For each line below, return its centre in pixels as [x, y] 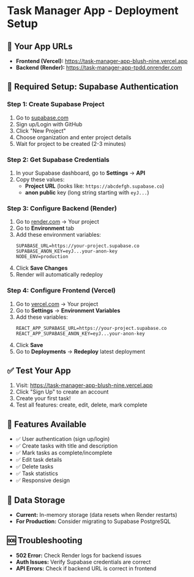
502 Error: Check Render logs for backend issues [79, 555]
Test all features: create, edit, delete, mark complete [81, 405]
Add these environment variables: [58, 235]
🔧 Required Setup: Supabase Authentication [93, 87]
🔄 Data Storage [36, 500]
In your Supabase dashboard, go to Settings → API [80, 173]
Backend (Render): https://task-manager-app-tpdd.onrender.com [99, 67]
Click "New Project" [41, 131]
